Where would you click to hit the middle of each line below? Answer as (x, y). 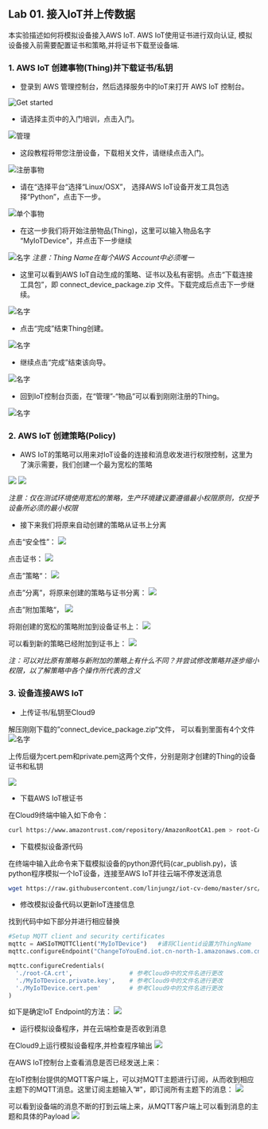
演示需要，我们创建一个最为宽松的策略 (89, 464)
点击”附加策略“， (36, 610)
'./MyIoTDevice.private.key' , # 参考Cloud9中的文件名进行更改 (119, 981)
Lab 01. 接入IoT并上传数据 (72, 14)
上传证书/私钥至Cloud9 (57, 712)
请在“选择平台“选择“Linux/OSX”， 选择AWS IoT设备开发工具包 (121, 187)
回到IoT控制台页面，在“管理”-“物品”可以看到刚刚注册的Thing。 (122, 397)
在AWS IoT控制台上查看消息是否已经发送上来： (85, 1063)
